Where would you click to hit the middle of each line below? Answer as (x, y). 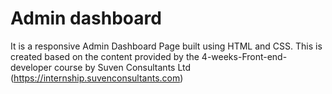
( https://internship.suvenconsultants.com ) (97, 78)
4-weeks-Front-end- (244, 56)
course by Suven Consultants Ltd (122, 67)
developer (31, 67)
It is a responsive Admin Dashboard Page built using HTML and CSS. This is (166, 46)
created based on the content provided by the (105, 56)
